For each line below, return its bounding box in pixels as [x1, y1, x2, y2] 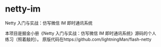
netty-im [5, 3, 41, 15]
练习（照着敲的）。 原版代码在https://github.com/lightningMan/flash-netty [5, 36, 152, 42]
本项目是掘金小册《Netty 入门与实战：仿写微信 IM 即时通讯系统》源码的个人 [5, 30, 157, 36]
